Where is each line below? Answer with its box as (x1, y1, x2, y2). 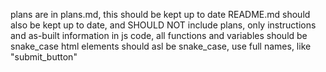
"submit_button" (10, 51, 78, 63)
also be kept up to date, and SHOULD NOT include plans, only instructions (10, 19, 317, 31)
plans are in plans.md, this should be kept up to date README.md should (10, 9, 311, 20)
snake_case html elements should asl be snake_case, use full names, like (10, 40, 312, 52)
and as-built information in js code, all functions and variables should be (10, 30, 308, 41)
